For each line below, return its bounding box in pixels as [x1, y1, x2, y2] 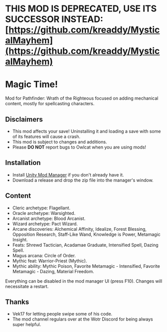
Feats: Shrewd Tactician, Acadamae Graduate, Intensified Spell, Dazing [12, 242, 159, 248]
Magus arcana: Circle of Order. [12, 252, 76, 258]
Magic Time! [5, 79, 58, 90]
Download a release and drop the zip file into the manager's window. [12, 177, 154, 183]
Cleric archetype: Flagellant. [12, 205, 71, 211]
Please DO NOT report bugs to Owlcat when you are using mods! [12, 144, 146, 150]
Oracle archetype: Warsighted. [12, 210, 76, 216]
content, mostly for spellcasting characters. [5, 101, 95, 107]
